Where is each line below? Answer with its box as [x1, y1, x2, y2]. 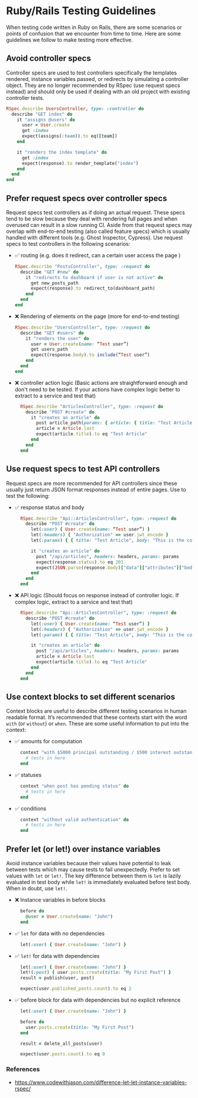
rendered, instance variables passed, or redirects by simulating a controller [6, 75, 189, 82]
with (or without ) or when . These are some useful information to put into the [6, 720, 189, 727]
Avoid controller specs [6, 53, 92, 63]
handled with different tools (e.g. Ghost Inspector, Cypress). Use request [6, 234, 183, 241]
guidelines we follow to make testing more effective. [6, 36, 133, 43]
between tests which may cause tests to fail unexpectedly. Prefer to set [6, 866, 180, 873]
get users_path [30, 346, 68, 352]
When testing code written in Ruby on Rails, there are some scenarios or [6, 24, 182, 31]
